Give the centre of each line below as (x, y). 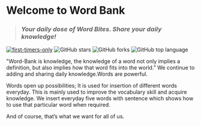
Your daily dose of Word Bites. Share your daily (91, 29)
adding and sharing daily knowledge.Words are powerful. (77, 74)
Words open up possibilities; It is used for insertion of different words (91, 86)
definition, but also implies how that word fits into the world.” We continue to (100, 68)
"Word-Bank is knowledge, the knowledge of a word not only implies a (93, 61)
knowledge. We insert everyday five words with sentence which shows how (100, 98)
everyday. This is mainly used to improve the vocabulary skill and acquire (97, 92)
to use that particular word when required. (58, 105)
